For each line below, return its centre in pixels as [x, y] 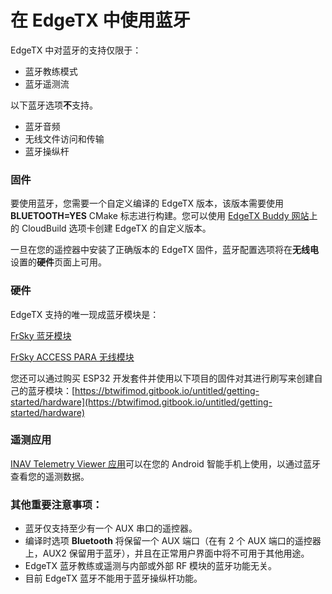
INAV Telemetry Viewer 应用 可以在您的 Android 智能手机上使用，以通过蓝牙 [165, 463]
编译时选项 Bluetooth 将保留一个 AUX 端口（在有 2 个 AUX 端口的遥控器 [173, 541]
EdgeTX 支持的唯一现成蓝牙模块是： [85, 314]
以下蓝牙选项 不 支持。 [54, 105]
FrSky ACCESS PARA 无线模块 [72, 357]
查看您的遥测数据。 [50, 476]
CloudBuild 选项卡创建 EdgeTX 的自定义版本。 [116, 228]
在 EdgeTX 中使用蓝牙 [100, 20]
